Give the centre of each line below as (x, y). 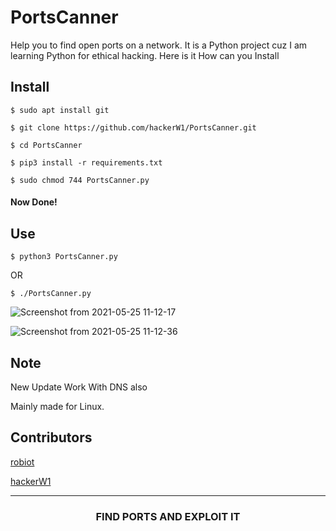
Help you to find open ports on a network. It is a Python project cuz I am (159, 45)
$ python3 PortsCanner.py (64, 257)
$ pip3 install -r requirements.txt (86, 162)
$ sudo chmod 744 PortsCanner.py (80, 180)
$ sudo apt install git (60, 110)
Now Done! (34, 202)
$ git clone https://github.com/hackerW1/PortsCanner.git (133, 127)
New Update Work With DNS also (79, 387)
